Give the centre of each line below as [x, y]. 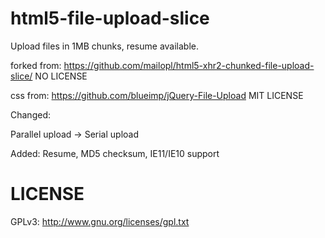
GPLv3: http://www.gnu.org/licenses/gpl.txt [100, 221]
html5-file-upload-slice [110, 18]
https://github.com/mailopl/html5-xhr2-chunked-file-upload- [189, 65]
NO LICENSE [61, 76]
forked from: [36, 65]
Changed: [30, 114]
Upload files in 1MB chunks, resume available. [104, 46]
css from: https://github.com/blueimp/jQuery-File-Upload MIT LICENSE [157, 95]
